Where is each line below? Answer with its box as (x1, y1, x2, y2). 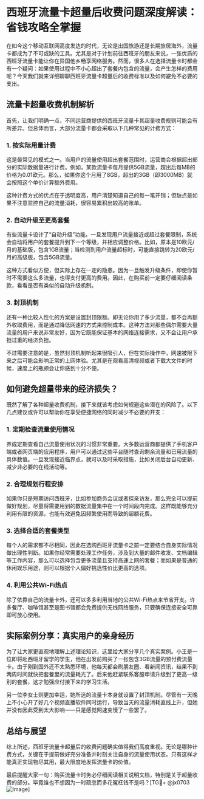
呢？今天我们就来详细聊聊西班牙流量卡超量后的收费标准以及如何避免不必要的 (6, 72, 198, 80)
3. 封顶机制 (6, 298, 39, 307)
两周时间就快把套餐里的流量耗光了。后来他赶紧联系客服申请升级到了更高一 (6, 671, 192, 678)
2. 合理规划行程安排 (6, 479, 64, 488)
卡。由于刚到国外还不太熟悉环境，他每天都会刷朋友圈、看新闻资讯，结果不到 (6, 663, 198, 670)
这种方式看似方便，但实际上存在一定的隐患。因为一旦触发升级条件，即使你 (6, 267, 192, 274)
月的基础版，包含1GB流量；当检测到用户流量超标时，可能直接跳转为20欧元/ (6, 246, 195, 253)
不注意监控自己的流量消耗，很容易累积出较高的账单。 (11, 199, 144, 207)
